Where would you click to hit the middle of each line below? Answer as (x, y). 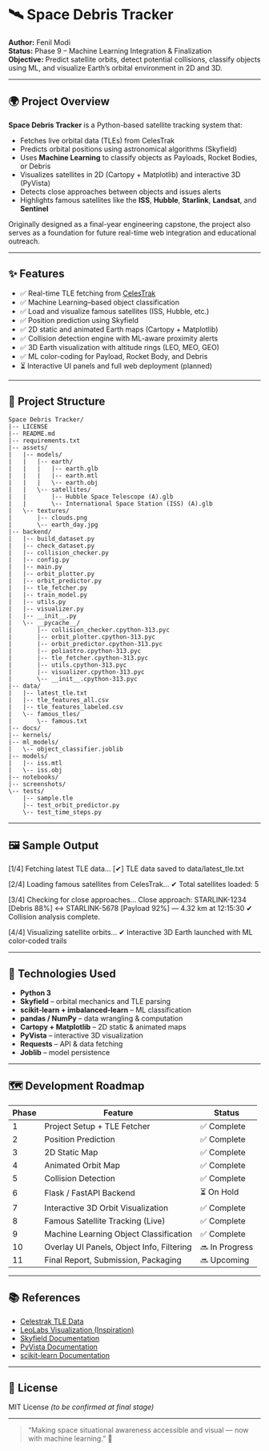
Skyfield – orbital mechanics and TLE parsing (95, 1001)
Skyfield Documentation (60, 1338)
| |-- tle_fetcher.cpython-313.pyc (78, 658)
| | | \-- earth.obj (53, 483)
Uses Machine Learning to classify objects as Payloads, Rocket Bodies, (139, 157)
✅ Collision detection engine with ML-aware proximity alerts (119, 338)
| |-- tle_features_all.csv (59, 700)
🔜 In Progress (227, 1247)
